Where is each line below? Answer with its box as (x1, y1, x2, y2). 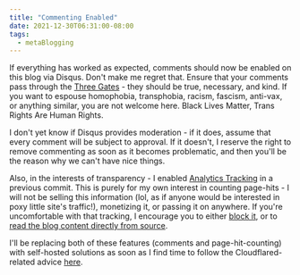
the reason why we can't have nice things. (9, 155, 166, 166)
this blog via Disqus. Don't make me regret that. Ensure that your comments (9, 72, 289, 83)
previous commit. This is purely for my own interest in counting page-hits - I (9, 182, 289, 193)
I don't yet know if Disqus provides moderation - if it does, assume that (9, 127, 271, 138)
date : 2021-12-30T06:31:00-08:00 (9, 21, 134, 30)
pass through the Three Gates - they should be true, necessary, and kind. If (9, 81, 288, 92)
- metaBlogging (17, 37, 74, 47)
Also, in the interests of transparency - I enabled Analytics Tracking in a (9, 173, 273, 184)
